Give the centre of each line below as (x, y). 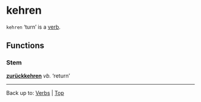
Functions (25, 46)
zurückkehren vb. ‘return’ (38, 76)
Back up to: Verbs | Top (35, 92)
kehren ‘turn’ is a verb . (33, 27)
